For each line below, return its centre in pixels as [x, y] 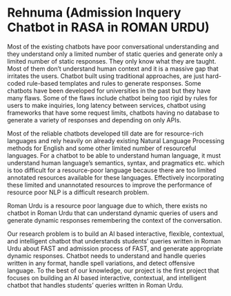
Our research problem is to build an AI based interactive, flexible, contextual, [116, 234]
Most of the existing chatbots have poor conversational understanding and [113, 46]
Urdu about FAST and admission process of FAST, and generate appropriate [115, 248]
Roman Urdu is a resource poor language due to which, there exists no [108, 205]
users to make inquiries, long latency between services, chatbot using [107, 105]
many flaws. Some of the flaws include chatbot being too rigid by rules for [112, 98]
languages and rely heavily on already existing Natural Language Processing [116, 140]
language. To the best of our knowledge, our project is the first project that [113, 270]
